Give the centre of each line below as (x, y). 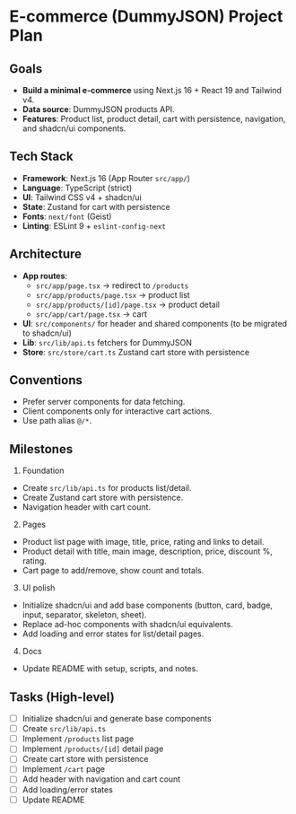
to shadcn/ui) (47, 333)
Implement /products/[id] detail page (93, 749)
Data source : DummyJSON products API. (98, 109)
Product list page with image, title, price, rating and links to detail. (143, 542)
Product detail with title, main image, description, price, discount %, (148, 551)
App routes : (45, 276)
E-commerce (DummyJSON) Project (146, 17)
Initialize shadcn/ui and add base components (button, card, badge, (148, 605)
